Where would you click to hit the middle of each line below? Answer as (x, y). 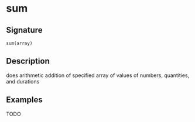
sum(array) (19, 43)
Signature (24, 30)
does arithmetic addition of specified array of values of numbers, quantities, (98, 75)
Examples (24, 100)
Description (28, 61)
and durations (23, 81)
